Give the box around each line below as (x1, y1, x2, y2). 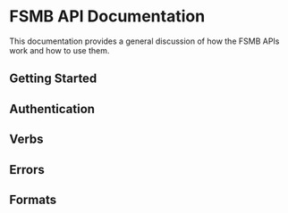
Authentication (9, 101, 96, 117)
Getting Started (9, 71, 97, 86)
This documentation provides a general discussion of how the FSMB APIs (9, 36, 280, 46)
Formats (9, 192, 56, 207)
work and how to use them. (9, 45, 110, 55)
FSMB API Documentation (9, 6, 206, 27)
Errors (9, 162, 45, 177)
